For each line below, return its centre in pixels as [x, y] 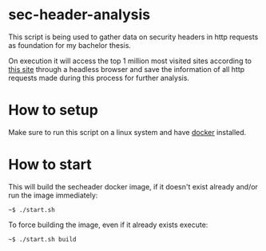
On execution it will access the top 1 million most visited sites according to [130, 61]
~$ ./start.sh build [43, 239]
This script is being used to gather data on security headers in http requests [133, 37]
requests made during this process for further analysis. [99, 78]
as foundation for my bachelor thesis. [70, 45]
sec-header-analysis [79, 15]
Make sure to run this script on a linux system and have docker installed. [127, 132]
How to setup [53, 110]
